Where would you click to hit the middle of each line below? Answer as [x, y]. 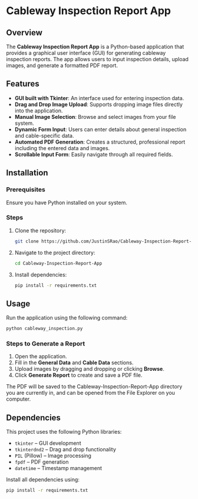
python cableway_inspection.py [44, 329]
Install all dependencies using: [43, 480]
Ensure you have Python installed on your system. [67, 202]
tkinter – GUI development [48, 443]
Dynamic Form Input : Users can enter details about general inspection [100, 129]
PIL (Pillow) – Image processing [53, 456]
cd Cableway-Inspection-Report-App [58, 263]
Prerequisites [26, 189]
